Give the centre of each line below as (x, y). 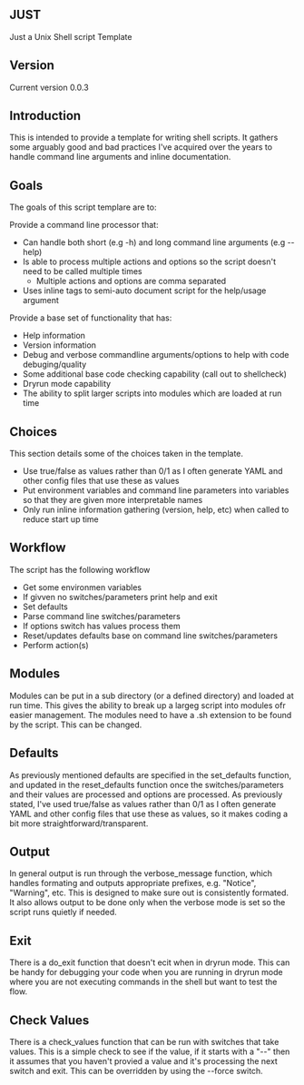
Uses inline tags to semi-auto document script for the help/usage (144, 291)
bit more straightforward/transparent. (79, 823)
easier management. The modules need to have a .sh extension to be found (151, 715)
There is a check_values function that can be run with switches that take (144, 1041)
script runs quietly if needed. (64, 912)
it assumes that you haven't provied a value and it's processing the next (144, 1060)
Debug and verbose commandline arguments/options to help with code (156, 355)
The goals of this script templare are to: (83, 207)
